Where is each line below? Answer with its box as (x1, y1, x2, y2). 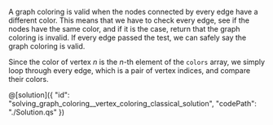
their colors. (8, 75, 49, 84)
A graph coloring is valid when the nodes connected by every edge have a (8, 7, 258, 16)
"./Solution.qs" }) (8, 107, 65, 117)
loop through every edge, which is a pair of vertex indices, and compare (8, 66, 251, 75)
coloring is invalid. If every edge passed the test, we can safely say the (8, 32, 247, 42)
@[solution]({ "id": (8, 90, 70, 100)
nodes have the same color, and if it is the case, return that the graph (8, 24, 240, 33)
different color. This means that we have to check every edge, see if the (8, 15, 250, 25)
